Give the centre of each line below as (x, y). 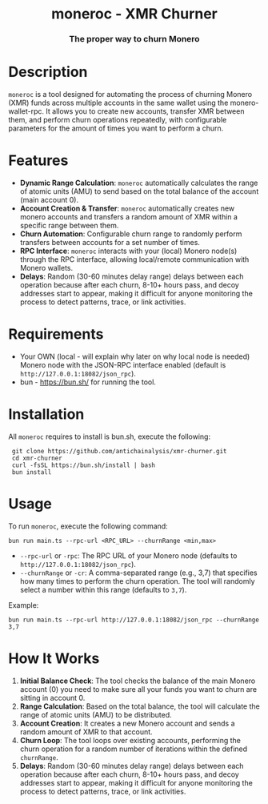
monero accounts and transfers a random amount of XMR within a (129, 216)
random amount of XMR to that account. (86, 732)
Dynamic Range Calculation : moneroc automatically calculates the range (139, 183)
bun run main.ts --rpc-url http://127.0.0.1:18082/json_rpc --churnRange (134, 620)
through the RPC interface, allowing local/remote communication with (134, 259)
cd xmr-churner (37, 458)
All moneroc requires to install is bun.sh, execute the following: (109, 436)
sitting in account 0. (52, 697)
